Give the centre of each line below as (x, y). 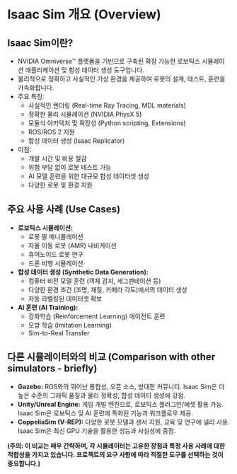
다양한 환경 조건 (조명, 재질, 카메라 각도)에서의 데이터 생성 (108, 289)
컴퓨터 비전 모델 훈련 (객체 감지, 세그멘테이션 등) (94, 281)
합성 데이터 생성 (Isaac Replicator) (76, 141)
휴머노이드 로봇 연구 (56, 254)
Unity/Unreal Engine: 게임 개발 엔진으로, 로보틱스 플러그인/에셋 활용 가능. (121, 404)
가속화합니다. (36, 88)
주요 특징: (31, 97)
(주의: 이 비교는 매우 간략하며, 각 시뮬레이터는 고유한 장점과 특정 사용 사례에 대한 (116, 446)
